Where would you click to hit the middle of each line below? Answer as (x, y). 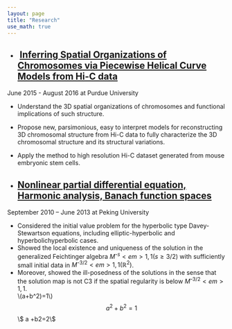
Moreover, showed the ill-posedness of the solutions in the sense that (117, 273)
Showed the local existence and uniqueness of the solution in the (110, 248)
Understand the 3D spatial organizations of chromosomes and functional (121, 107)
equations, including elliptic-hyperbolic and (113, 233)
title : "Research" (34, 20)
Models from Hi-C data (67, 76)
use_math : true (29, 26)
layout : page (26, 14)
